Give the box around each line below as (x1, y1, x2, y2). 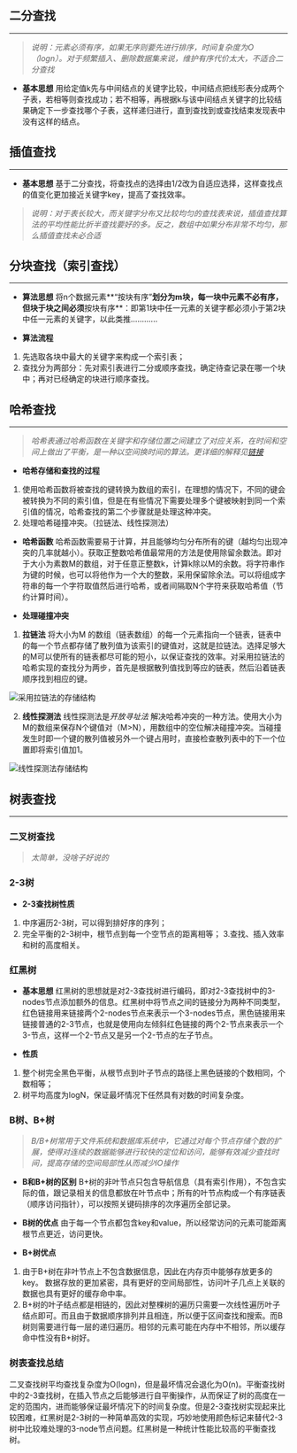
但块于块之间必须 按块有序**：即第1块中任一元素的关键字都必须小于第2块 (21, 303, 286, 313)
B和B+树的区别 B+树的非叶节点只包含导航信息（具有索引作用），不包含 (21, 1177, 279, 1187)
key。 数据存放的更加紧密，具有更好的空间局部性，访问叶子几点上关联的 (21, 1278, 286, 1288)
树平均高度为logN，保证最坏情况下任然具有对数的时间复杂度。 (21, 1089, 249, 1100)
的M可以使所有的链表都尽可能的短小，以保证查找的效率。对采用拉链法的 (21, 652, 286, 662)
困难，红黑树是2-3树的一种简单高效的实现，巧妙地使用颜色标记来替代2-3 (16, 1411, 283, 1423)
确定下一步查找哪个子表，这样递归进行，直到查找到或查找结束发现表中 (29, 104, 286, 115)
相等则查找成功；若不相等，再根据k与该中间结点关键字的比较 (52, 94, 275, 104)
